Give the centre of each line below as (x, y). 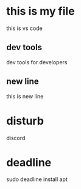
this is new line (25, 96)
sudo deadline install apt (37, 179)
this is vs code (24, 28)
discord (16, 138)
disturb (25, 121)
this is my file (40, 11)
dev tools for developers (37, 62)
